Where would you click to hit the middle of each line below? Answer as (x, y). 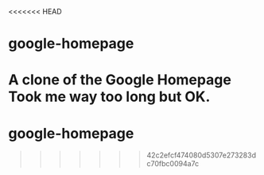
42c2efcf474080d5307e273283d (202, 155)
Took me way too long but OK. (109, 97)
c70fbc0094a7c (173, 164)
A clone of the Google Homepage (120, 80)
